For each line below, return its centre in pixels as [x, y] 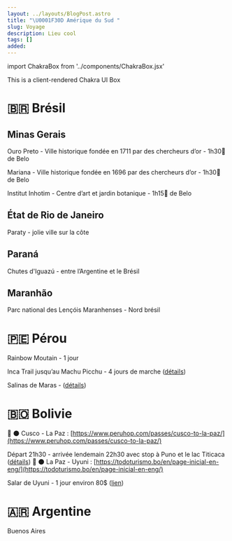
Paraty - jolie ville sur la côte [48, 232]
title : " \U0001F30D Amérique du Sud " [64, 20]
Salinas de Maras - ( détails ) [47, 385]
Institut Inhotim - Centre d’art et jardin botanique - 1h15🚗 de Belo [100, 193]
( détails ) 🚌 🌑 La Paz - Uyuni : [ [52, 462]
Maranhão [30, 293]
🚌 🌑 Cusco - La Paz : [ [40, 433]
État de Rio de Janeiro [56, 215]
